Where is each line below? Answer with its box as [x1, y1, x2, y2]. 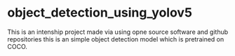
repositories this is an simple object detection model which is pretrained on [7, 35, 224, 43]
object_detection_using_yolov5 [7, 5, 193, 21]
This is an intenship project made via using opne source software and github [7, 28, 229, 36]
